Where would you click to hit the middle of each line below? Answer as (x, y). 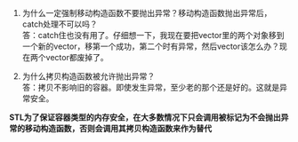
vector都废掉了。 (77, 57)
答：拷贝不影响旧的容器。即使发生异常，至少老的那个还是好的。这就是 (151, 87)
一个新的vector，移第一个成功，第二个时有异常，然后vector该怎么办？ (151, 46)
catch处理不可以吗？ (60, 24)
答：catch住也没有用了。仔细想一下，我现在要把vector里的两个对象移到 (153, 35)
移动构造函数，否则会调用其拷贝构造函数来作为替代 (118, 128)
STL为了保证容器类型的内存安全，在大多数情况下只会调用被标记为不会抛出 (145, 117)
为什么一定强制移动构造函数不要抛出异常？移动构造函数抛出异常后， (147, 13)
